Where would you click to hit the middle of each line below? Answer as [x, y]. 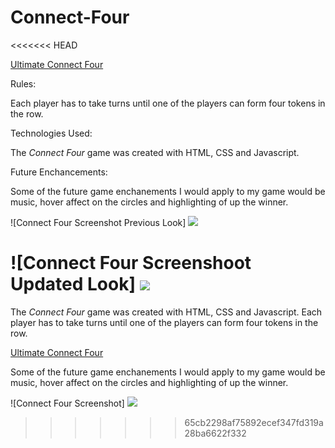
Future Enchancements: [59, 172]
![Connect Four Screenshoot [131, 263]
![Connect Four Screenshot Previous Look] [98, 222]
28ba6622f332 [215, 433]
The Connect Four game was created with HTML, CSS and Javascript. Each [166, 312]
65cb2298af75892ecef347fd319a [254, 422]
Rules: [23, 83]
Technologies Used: [51, 133]
